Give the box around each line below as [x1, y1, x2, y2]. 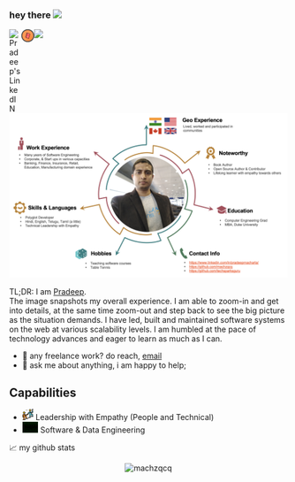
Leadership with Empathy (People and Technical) [34, 412, 215, 423]
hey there [9, 9, 51, 21]
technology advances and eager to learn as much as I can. [9, 333, 223, 344]
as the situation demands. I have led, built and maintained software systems [9, 314, 285, 325]
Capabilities [9, 385, 77, 400]
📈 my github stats [9, 442, 76, 453]
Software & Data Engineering [40, 425, 146, 435]
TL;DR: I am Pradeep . [9, 286, 87, 296]
